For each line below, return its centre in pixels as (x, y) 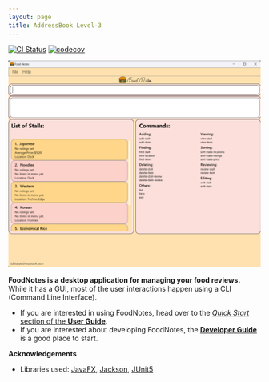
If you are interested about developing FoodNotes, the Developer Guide (139, 329)
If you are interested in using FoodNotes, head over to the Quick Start (134, 312)
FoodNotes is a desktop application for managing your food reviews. (124, 279)
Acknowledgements (43, 353)
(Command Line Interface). (53, 297)
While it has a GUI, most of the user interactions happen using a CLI (120, 288)
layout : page (30, 17)
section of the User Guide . (64, 321)
